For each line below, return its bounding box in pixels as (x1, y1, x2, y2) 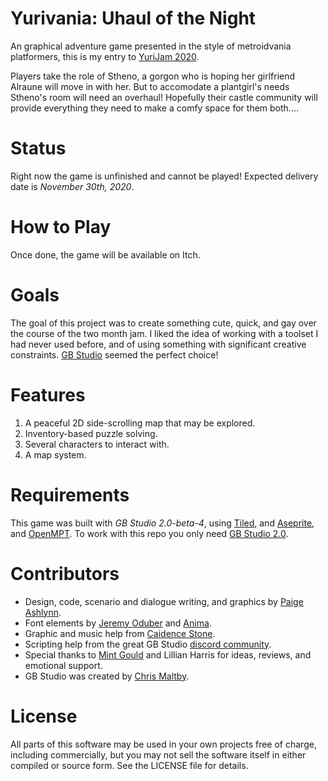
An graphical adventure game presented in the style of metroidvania (10, 40, 292, 52)
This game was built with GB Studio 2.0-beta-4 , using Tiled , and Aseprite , (10, 517, 315, 529)
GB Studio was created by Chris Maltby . (24, 670, 190, 682)
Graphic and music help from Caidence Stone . (24, 627, 216, 639)
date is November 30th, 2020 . (10, 180, 135, 192)
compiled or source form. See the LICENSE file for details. (10, 759, 249, 771)
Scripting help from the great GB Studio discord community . (24, 638, 272, 650)
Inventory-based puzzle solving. (24, 427, 158, 439)
